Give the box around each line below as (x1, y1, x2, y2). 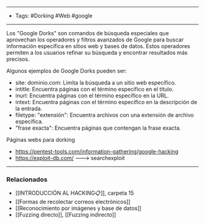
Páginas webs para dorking (6, 136, 75, 143)
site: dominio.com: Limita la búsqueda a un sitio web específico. (15, 79, 176, 86)
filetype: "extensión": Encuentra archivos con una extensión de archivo (15, 111, 194, 119)
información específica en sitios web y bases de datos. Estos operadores (6, 43, 190, 49)
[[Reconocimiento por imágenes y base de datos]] (15, 205, 142, 212)
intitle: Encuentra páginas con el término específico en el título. (15, 86, 174, 93)
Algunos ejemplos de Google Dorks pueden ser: (6, 68, 127, 74)
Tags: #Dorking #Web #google (15, 12, 93, 19)
